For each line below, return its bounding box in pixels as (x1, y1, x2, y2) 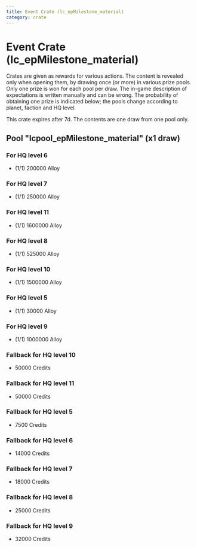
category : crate (6, 14, 47, 20)
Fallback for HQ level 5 (6, 408, 73, 416)
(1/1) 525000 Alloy (14, 250, 60, 258)
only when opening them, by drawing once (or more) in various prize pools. (6, 79, 192, 86)
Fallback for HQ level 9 (6, 521, 73, 530)
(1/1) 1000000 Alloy (14, 335, 63, 343)
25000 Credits (14, 506, 51, 514)
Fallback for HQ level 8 (6, 493, 73, 502)
